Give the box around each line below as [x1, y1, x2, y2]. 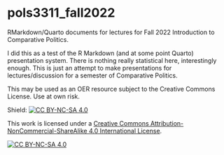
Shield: [7, 105, 27, 114]
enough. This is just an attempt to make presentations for [7, 64, 172, 72]
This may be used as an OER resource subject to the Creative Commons [7, 84, 216, 93]
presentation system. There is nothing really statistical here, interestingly [7, 56, 217, 64]
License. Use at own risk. [7, 92, 80, 101]
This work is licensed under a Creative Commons [7, 119, 149, 127]
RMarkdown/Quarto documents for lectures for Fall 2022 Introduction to [7, 28, 215, 36]
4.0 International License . [88, 126, 162, 135]
